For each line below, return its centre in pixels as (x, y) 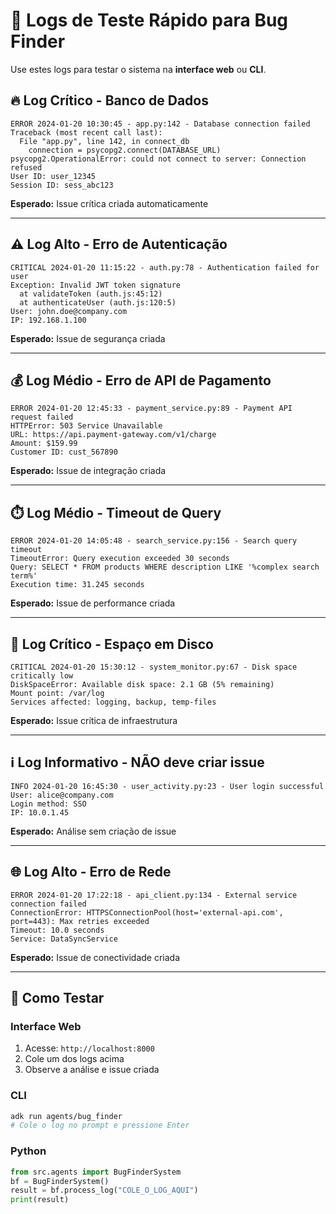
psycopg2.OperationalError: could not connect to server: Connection (158, 159)
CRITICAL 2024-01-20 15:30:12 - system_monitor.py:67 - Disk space (154, 667)
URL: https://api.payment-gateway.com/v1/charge (113, 435)
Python (28, 1151)
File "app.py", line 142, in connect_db (104, 141)
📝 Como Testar (57, 998)
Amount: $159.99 (44, 444)
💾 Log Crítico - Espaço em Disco (112, 644)
